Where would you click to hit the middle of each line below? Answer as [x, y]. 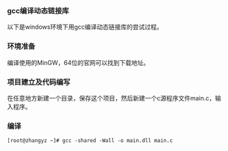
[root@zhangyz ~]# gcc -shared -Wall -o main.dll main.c [90, 141]
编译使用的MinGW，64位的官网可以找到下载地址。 [78, 62]
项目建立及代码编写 [39, 82]
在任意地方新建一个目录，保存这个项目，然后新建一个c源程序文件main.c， [111, 98]
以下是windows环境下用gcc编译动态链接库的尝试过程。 [85, 27]
